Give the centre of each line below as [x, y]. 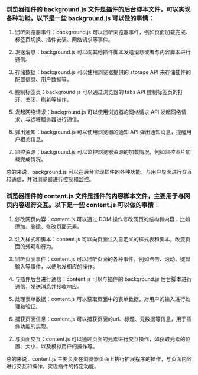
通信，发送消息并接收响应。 [48, 286]
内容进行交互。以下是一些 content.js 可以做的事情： [86, 205]
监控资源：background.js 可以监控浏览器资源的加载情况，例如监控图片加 [103, 152]
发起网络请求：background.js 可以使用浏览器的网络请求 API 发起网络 [98, 112]
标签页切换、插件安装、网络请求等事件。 [64, 40]
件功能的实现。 [33, 326]
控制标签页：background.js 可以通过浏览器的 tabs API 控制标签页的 [96, 92]
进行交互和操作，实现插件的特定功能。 [53, 366]
